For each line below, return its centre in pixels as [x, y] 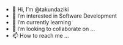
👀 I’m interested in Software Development [65, 16]
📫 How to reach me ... [40, 36]
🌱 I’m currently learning [42, 22]
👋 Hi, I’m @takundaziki [40, 9]
